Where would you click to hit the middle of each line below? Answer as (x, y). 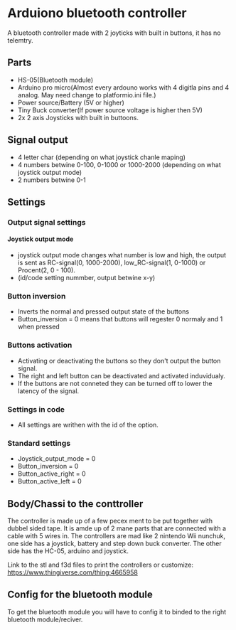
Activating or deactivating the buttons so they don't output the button (119, 361)
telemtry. (20, 40)
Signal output (38, 140)
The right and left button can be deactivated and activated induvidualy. (122, 375)
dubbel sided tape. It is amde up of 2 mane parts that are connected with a (117, 528)
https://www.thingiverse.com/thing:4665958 (73, 572)
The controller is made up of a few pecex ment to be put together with (110, 521)
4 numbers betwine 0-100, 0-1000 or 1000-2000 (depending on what (119, 164)
